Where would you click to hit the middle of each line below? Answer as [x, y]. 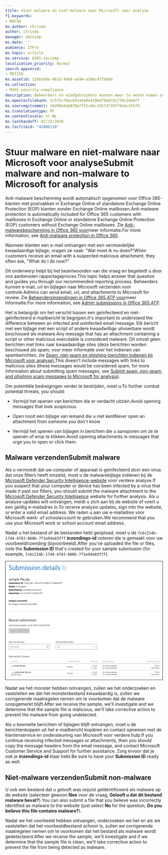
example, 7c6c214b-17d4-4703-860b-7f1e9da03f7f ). [57, 554]
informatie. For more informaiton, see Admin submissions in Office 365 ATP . [83, 303]
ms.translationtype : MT [30, 111]
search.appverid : [23, 69]
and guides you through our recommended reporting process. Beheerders [81, 281]
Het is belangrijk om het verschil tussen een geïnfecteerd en [67, 312]
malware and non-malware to [67, 174]
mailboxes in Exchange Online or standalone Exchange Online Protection [80, 219]
